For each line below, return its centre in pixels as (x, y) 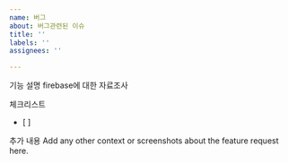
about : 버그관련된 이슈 (47, 26)
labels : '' (30, 43)
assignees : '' (36, 51)
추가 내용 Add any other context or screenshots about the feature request (144, 141)
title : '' (28, 34)
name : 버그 (28, 17)
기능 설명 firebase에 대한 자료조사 (69, 85)
